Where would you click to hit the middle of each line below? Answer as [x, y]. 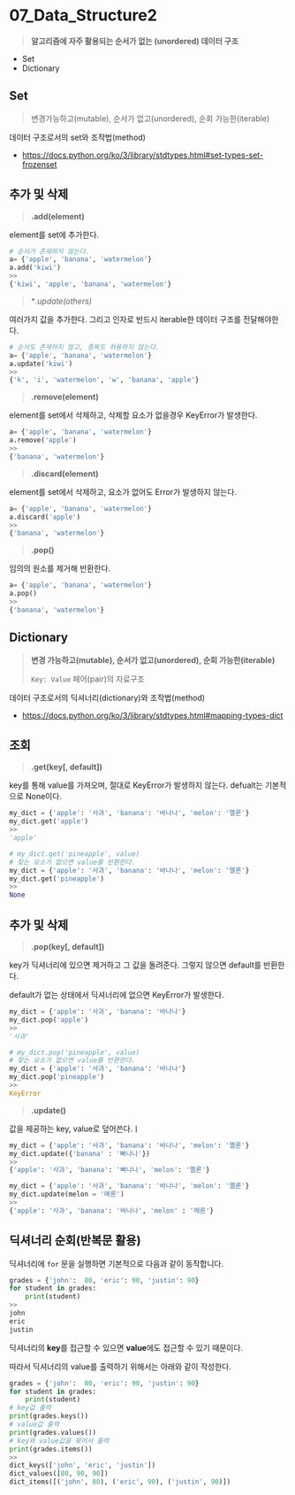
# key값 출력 [30, 1408]
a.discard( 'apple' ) [45, 517]
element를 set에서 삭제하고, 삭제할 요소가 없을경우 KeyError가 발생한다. [133, 415]
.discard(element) [64, 474]
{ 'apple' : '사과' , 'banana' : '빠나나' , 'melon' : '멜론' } [110, 1170]
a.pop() [23, 594]
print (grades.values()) [53, 1432]
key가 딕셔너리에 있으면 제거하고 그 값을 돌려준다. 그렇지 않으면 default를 [136, 965]
